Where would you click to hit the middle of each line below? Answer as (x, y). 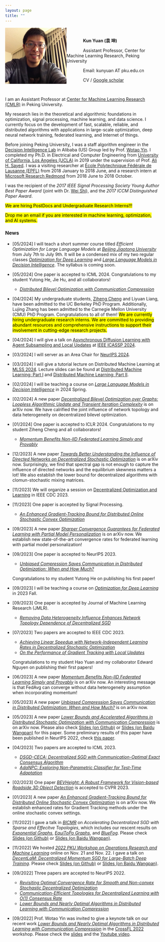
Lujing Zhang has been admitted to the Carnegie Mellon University (79, 309)
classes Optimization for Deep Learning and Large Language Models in (84, 260)
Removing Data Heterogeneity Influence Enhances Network (80, 617)
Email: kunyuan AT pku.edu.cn (113, 70)
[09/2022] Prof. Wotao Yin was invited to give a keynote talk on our (80, 918)
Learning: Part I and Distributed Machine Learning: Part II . (70, 375)
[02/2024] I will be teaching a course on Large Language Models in (81, 384)
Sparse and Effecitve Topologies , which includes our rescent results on (84, 828)
